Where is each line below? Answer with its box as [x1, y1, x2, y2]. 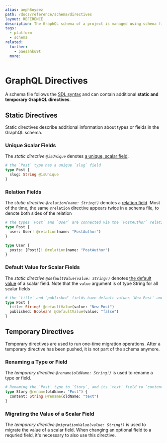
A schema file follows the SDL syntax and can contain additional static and [5, 91, 159, 97]
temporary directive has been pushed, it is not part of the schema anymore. [5, 346, 160, 352]
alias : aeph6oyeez [5, 7, 43, 12]
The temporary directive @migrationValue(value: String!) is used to [5, 421, 146, 428]
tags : [5, 26, 16, 31]
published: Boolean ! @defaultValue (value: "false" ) [9, 309, 119, 314]
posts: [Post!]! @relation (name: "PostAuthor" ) [9, 247, 110, 253]
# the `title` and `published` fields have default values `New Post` [5, 295, 155, 300]
